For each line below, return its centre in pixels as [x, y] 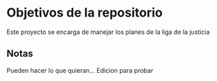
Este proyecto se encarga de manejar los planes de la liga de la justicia [108, 32]
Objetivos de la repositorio [85, 13]
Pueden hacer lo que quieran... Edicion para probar [80, 70]
